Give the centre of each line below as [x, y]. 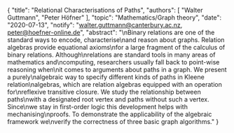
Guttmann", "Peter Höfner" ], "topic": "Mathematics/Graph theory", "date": [115, 17]
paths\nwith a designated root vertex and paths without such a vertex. [108, 99]
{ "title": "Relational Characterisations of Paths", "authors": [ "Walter [105, 10]
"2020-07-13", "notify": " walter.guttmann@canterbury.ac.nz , [95, 25]
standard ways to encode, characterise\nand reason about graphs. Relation [116, 40]
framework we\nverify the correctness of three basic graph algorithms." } [113, 121]
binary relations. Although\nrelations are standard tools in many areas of [111, 55]
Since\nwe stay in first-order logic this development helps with [97, 107]
